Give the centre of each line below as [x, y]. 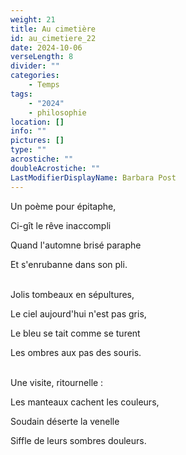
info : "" [28, 131]
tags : [21, 94]
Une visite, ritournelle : [57, 382]
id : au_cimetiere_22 [53, 38]
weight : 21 [33, 19]
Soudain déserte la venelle [65, 421]
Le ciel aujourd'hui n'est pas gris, [78, 313]
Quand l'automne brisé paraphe [76, 245]
